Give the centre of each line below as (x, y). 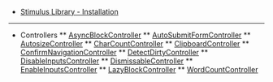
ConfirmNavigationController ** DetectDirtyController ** (114, 52)
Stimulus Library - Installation (69, 12)
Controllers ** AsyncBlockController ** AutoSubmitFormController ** (135, 35)
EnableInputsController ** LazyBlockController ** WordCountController (139, 69)
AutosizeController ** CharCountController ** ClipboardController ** (134, 43)
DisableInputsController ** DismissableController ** (106, 61)
